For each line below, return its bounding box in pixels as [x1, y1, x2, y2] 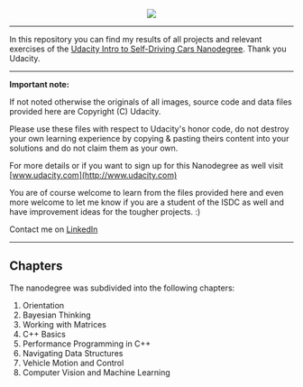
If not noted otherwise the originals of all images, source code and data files [9, 97, 292, 107]
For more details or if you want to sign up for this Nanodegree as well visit [9, 161, 284, 170]
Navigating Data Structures [22, 347, 124, 358]
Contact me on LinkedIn [9, 224, 98, 235]
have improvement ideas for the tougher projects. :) [9, 207, 201, 217]
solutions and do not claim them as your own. [9, 143, 179, 153]
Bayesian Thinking [22, 309, 92, 320]
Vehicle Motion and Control [22, 357, 124, 368]
